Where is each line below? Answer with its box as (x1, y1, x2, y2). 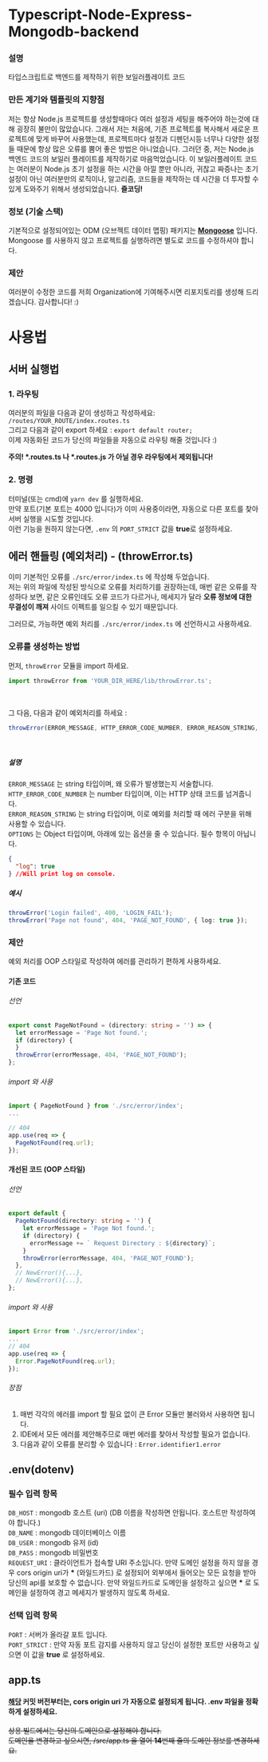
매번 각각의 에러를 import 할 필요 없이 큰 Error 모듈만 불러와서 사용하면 (19, 1409, 241, 1419)
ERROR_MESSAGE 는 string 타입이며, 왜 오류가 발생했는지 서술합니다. (8, 779, 214, 789)
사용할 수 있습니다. (8, 819, 66, 829)
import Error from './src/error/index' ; (8, 1328, 145, 1336)
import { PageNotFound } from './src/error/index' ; (8, 1102, 183, 1110)
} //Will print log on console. (8, 870, 116, 878)
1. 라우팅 (8, 388, 40, 399)
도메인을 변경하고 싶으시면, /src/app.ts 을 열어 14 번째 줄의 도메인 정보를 (8, 1736, 233, 1745)
